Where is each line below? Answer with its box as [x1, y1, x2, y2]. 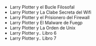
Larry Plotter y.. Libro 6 [9, 30, 57, 36]
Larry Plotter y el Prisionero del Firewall [9, 15, 90, 20]
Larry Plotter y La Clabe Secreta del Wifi [9, 9, 92, 15]
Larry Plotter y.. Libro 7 [9, 35, 57, 41]
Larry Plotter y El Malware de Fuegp [9, 20, 83, 25]
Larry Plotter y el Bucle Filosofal [9, 4, 75, 10]
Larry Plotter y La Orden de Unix [9, 25, 76, 31]
